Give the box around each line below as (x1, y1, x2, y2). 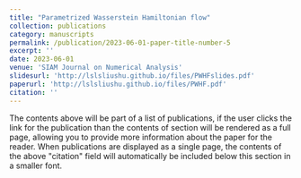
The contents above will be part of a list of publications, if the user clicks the (9, 113, 292, 123)
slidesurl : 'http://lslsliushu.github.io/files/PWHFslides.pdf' (9, 72, 255, 81)
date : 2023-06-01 (9, 55, 75, 64)
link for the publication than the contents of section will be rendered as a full (9, 122, 291, 132)
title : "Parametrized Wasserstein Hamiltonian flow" (9, 13, 211, 22)
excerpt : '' (9, 47, 54, 55)
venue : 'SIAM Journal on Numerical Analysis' (9, 64, 182, 72)
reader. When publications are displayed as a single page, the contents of (9, 140, 282, 152)
